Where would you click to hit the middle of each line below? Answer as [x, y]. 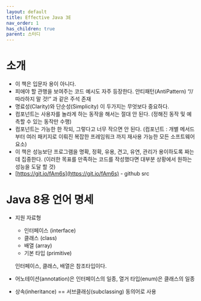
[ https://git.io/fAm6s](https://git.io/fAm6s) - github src [82, 174]
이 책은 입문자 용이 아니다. [45, 84]
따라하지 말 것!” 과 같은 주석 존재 [53, 99]
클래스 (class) [40, 238]
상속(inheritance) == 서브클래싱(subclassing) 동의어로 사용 [85, 291]
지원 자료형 [28, 217]
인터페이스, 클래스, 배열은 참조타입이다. [61, 266]
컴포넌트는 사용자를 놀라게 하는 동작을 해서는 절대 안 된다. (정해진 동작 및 [100, 114]
